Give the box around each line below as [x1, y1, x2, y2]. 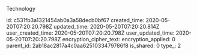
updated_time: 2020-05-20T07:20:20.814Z [53, 23, 160, 30]
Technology [6, 5, 36, 12]
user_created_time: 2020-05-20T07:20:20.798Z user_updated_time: [6, 29, 175, 36]
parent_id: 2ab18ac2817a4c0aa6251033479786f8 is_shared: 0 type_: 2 [6, 42, 181, 49]
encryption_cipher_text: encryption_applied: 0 [62, 36, 176, 42]
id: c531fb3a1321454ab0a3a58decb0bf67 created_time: [6, 17, 145, 23]
